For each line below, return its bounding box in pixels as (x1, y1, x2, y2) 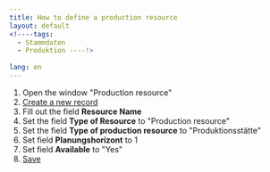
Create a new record (21, 96, 98, 107)
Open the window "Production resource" (21, 86, 173, 98)
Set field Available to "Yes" (21, 143, 123, 154)
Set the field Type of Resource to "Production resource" (21, 115, 231, 126)
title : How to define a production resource (9, 12, 178, 22)
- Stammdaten (17, 37, 66, 47)
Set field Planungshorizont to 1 (21, 135, 139, 145)
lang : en (9, 63, 42, 72)
